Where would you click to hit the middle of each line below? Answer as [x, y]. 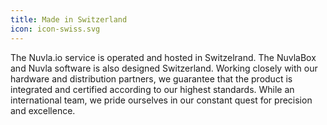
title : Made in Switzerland [69, 19]
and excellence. [43, 110]
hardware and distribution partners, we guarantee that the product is [151, 78]
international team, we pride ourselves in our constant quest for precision [161, 100]
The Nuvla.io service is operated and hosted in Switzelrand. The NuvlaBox [163, 57]
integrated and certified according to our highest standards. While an [152, 89]
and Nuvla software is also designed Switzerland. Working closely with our [164, 68]
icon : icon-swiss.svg [55, 29]
